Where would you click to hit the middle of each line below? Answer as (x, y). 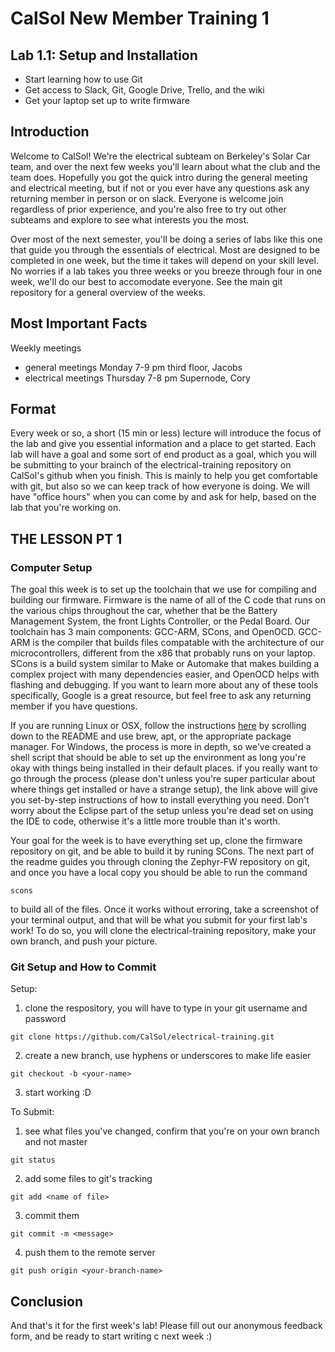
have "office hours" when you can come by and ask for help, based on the (163, 497)
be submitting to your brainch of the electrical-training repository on (151, 465)
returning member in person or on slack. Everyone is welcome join (147, 198)
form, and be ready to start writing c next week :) (111, 1336)
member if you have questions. (74, 706)
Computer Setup (51, 567)
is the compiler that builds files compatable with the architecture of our (178, 643)
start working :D (58, 1093)
